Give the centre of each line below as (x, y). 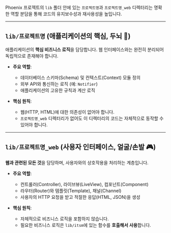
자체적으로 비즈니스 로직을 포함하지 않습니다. (64, 219)
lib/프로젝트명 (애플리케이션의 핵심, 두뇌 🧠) (68, 36)
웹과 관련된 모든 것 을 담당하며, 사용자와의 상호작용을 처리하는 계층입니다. (77, 163)
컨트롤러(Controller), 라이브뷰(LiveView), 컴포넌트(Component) (84, 184)
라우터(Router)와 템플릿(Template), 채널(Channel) (71, 191)
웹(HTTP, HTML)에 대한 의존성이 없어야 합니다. (67, 112)
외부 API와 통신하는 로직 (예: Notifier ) (59, 84)
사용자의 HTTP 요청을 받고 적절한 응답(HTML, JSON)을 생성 (80, 197)
